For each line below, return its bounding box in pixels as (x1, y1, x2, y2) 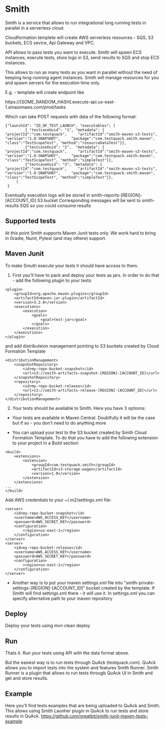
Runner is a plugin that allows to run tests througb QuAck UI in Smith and (5, 670, 153, 676)
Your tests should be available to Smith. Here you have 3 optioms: (12, 405, 146, 411)
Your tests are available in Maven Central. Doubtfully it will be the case (12, 415, 155, 421)
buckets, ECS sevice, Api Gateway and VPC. (5, 39, 95, 45)
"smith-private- (124, 580, 155, 586)
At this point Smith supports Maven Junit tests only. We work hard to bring (5, 230, 156, 236)
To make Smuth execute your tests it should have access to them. (5, 263, 139, 268)
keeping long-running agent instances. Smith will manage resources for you (5, 74, 159, 80)
